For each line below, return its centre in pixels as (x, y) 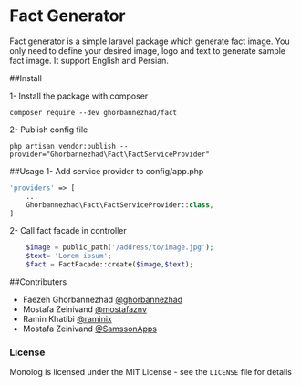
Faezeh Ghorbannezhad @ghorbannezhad (103, 300)
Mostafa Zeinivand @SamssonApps (90, 329)
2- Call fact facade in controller (68, 231)
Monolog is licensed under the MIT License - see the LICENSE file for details (150, 372)
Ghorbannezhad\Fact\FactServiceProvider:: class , (120, 205)
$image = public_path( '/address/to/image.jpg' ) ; (120, 247)
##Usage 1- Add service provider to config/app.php (107, 171)
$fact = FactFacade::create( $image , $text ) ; (110, 265)
